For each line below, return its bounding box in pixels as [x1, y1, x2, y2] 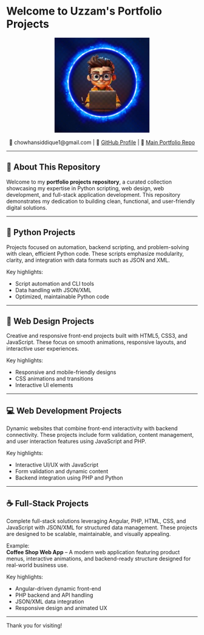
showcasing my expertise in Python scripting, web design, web [6, 184, 165, 192]
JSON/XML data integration [15, 598, 84, 605]
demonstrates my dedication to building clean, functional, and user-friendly [6, 197, 195, 205]
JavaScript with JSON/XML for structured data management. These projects [6, 524, 198, 531]
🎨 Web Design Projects [6, 316, 95, 326]
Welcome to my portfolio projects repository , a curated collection [6, 178, 172, 185]
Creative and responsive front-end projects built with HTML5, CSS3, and [6, 332, 188, 340]
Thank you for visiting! [6, 622, 63, 629]
